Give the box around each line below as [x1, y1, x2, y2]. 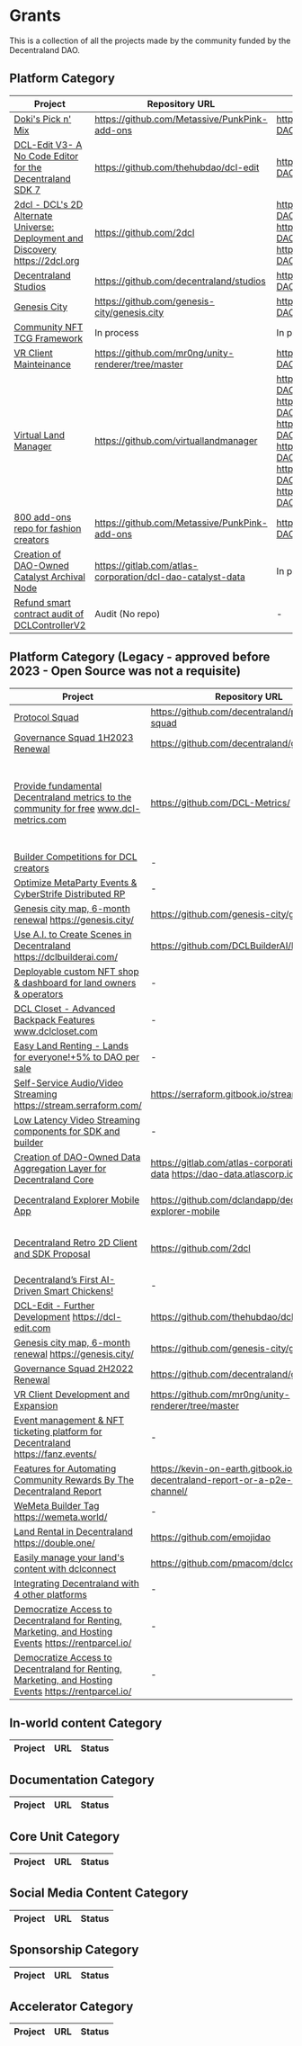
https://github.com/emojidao [150, 1530, 271, 1543]
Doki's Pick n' [13, 112, 72, 125]
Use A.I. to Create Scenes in [13, 928, 132, 940]
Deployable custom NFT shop [13, 965, 139, 977]
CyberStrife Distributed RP [13, 887, 126, 900]
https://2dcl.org [13, 254, 80, 266]
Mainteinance [13, 357, 72, 370]
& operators [13, 987, 64, 1000]
